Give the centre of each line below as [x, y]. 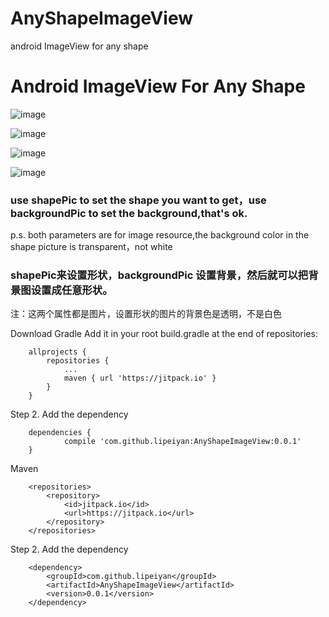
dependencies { [60, 433]
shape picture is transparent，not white [91, 247]
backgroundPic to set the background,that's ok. [129, 213]
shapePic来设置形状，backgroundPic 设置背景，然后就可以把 [159, 275]
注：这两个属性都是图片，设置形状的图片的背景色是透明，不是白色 [146, 314]
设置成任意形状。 [71, 290]
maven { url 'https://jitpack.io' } [140, 378]
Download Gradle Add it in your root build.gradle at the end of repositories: [164, 334]
